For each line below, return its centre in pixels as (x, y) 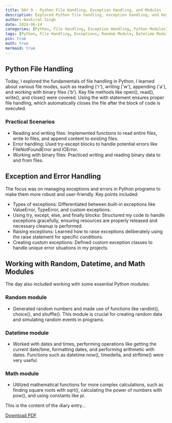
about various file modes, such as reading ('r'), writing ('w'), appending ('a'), (86, 87)
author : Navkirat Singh (31, 19)
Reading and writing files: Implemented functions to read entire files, (85, 133)
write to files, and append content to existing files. (66, 138)
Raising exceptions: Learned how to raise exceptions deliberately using (88, 231)
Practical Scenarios (30, 122)
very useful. (25, 360)
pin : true (16, 39)
